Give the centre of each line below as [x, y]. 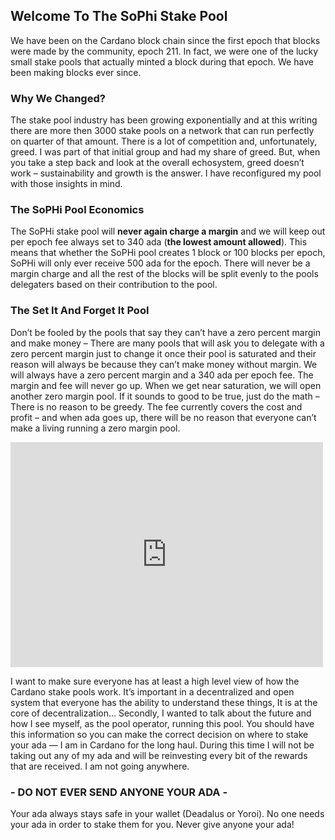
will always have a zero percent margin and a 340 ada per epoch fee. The [162, 375]
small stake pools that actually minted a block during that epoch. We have [162, 61]
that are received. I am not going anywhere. [100, 766]
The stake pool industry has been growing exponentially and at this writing [164, 120]
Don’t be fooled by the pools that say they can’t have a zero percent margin [165, 332]
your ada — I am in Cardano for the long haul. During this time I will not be [162, 745]
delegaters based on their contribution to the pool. [114, 285]
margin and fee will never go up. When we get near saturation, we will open [166, 385]
